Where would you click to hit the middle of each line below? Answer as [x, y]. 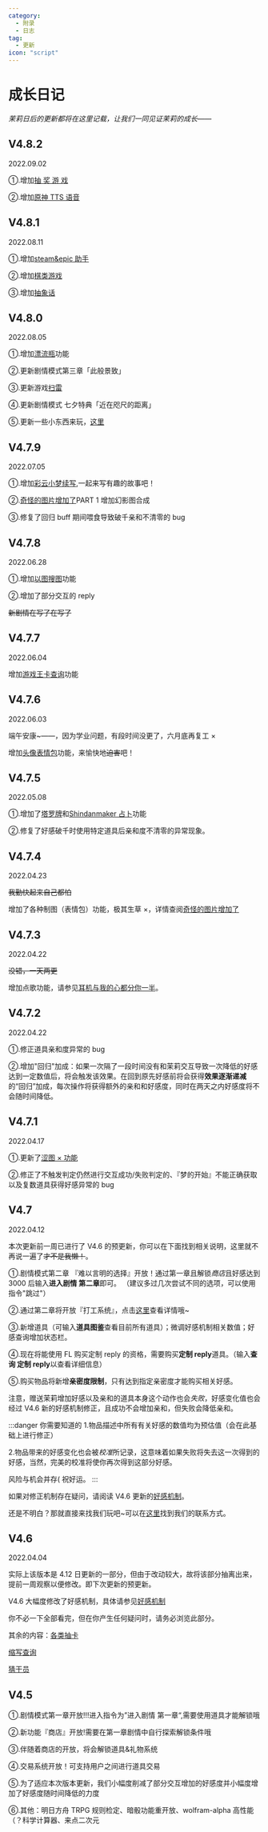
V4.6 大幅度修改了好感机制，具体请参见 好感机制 [87, 1602]
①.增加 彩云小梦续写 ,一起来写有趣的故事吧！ [82, 483]
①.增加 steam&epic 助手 [49, 258]
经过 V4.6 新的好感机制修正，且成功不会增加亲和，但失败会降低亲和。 [123, 1408]
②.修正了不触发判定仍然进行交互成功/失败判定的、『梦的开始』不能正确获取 [133, 1174]
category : [25, 16]
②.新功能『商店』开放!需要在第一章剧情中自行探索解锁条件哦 [110, 1732]
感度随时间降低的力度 [64, 1794]
